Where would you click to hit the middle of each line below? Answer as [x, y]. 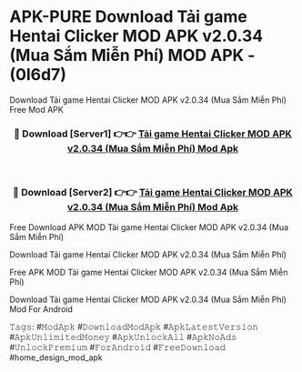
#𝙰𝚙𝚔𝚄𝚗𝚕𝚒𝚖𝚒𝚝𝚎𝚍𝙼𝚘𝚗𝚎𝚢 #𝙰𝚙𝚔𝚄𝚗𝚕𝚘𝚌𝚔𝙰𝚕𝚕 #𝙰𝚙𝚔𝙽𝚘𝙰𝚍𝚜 [123, 337]
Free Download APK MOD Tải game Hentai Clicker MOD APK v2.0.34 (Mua [149, 227]
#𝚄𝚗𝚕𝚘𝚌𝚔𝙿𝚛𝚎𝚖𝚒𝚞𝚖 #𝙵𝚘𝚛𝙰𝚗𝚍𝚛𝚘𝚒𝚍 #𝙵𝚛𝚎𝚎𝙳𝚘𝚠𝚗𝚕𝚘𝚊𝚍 [117, 347]
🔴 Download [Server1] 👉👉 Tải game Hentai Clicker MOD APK [153, 134]
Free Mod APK [36, 109]
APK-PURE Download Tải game [128, 17]
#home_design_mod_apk [56, 357]
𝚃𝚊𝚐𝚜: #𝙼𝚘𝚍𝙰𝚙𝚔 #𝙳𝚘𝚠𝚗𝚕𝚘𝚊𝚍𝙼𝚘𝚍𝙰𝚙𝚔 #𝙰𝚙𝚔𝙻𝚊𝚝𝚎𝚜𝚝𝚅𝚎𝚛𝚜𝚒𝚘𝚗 [134, 327]
